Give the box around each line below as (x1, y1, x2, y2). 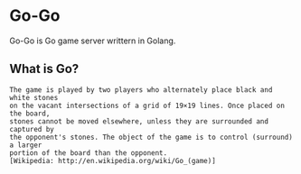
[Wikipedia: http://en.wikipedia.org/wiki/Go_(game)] (9, 156, 217, 165)
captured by (9, 124, 54, 133)
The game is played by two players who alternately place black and (9, 85, 273, 95)
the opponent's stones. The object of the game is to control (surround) (9, 133, 294, 142)
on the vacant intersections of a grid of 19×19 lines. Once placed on (9, 101, 285, 110)
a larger (9, 141, 42, 150)
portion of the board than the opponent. (9, 148, 168, 158)
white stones (9, 93, 59, 102)
